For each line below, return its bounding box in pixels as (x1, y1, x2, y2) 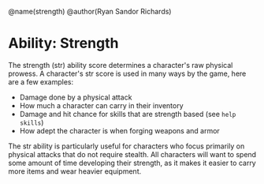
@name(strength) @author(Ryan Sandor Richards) (8, 7, 172, 16)
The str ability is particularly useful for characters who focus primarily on (8, 141, 245, 151)
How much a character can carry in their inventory (19, 100, 184, 110)
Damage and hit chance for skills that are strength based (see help (19, 109, 236, 118)
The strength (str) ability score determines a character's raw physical (8, 60, 233, 69)
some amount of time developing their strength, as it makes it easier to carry (8, 158, 256, 167)
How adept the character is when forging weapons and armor (19, 126, 221, 135)
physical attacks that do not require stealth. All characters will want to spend (8, 149, 257, 159)
